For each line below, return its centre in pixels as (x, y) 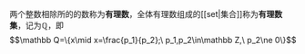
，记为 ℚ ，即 (41, 25)
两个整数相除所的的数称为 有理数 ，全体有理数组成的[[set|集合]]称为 (134, 14)
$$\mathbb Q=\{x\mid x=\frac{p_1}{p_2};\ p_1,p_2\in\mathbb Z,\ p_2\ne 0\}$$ (153, 40)
